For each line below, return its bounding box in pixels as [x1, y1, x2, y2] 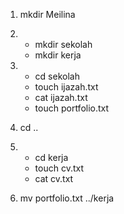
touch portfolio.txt [34, 102, 110, 114]
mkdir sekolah [34, 39, 93, 50]
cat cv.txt [34, 173, 74, 184]
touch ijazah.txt [34, 81, 99, 93]
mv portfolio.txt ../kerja [19, 192, 115, 204]
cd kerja [34, 152, 69, 163]
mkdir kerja [34, 49, 82, 61]
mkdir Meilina [19, 9, 76, 20]
